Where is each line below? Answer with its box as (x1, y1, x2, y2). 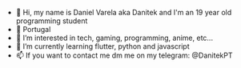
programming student (15, 16, 88, 26)
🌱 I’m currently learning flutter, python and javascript (15, 42, 190, 51)
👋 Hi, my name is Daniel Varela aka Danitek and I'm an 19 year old (15, 8, 232, 17)
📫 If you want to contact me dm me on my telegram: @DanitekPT (15, 50, 233, 60)
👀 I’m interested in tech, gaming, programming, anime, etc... (15, 33, 214, 42)
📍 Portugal (15, 25, 51, 34)
